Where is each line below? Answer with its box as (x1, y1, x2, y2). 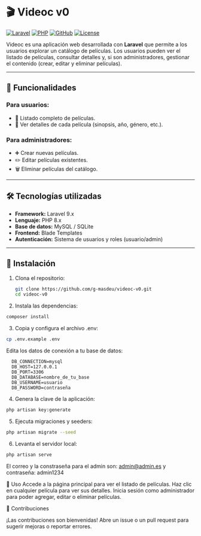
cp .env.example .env (6, 336, 60, 342)
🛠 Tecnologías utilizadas (6, 191, 102, 202)
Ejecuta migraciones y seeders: (14, 418, 93, 425)
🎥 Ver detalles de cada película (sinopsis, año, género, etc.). (14, 121, 163, 128)
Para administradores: (6, 136, 72, 144)
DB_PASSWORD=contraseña (11, 385, 71, 391)
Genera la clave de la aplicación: (14, 395, 95, 403)
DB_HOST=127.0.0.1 (11, 364, 58, 370)
